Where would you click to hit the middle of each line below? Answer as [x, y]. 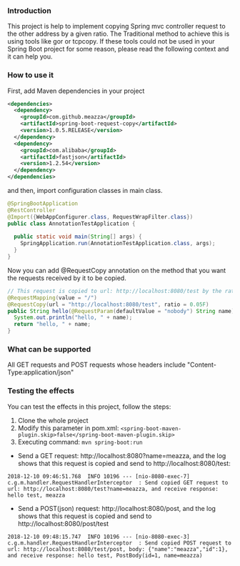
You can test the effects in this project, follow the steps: [89, 407]
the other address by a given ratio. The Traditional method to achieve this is [119, 34]
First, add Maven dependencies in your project [76, 91]
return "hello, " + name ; [52, 324]
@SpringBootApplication [43, 204]
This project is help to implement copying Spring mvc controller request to [117, 26]
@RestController [31, 210]
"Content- [201, 365]
